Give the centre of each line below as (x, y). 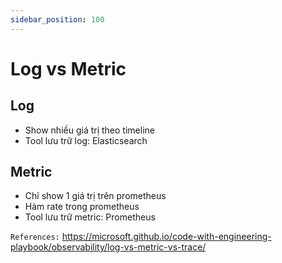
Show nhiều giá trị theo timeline (89, 130)
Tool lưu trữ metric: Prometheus (90, 217)
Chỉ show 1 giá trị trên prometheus (95, 196)
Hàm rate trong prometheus (82, 207)
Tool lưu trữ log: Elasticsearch (86, 140)
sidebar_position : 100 (57, 19)
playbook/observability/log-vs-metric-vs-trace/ (108, 247)
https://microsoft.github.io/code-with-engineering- (166, 237)
